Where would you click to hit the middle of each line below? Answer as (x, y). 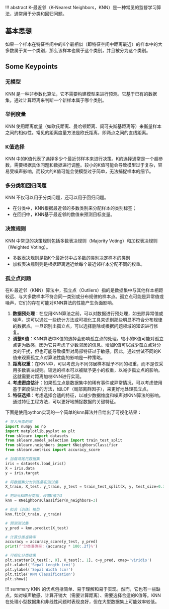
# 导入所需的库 (19, 422)
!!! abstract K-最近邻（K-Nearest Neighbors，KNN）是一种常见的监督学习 (81, 7)
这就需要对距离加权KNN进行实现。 (48, 376)
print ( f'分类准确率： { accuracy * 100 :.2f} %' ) (52, 547)
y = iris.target (22, 473)
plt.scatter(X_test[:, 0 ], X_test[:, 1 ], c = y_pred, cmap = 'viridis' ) (78, 560)
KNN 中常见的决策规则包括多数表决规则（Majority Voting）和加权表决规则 (81, 241)
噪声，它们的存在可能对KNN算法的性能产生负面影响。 (61, 302)
